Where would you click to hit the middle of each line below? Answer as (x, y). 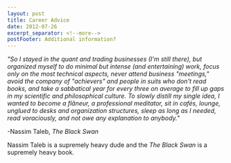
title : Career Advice (38, 20)
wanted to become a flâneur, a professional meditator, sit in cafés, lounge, (114, 103)
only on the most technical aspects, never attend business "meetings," (108, 74)
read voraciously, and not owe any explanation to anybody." (94, 118)
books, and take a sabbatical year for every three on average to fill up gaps (115, 89)
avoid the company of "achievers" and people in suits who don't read (107, 81)
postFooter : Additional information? (62, 40)
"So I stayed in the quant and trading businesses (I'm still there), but (105, 59)
